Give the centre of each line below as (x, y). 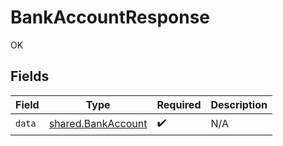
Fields (30, 76)
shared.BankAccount (98, 124)
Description (239, 104)
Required (179, 104)
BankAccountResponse (110, 17)
